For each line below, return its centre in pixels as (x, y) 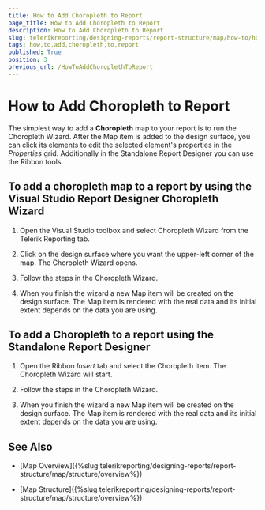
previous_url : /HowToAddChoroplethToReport (81, 67)
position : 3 (28, 60)
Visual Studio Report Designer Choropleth (114, 199)
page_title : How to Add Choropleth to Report (84, 23)
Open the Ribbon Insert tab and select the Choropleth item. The (123, 366)
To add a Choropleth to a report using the (111, 334)
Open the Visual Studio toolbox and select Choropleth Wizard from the (134, 230)
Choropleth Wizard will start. (66, 374)
